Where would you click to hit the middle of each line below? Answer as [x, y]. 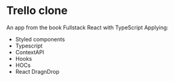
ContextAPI [30, 52]
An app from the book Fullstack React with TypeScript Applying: [88, 27]
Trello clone [37, 11]
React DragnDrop [37, 71]
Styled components [40, 39]
